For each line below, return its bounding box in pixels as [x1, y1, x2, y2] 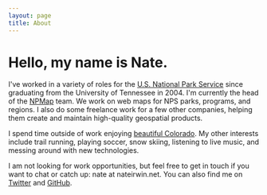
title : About [8, 19, 52, 27]
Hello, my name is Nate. [8, 53, 168, 72]
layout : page [8, 11, 52, 20]
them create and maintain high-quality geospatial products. [8, 113, 203, 123]
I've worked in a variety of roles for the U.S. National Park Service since [8, 80, 243, 89]
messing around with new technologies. [8, 146, 139, 155]
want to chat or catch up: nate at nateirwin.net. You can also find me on [8, 170, 243, 179]
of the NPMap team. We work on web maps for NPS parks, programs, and [8, 96, 251, 106]
